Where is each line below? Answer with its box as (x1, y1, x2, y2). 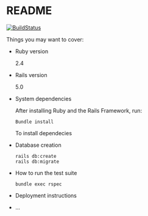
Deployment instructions (15, 192, 77, 199)
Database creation (15, 141, 62, 149)
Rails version (15, 71, 48, 78)
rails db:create (15, 153, 57, 159)
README (6, 4, 52, 18)
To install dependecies (15, 129, 72, 136)
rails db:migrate (15, 158, 60, 165)
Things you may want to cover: (6, 35, 84, 43)
